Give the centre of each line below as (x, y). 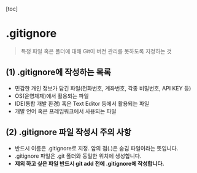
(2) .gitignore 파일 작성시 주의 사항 (68, 132)
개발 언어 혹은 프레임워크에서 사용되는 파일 (66, 111)
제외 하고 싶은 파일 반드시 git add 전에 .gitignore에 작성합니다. (89, 163)
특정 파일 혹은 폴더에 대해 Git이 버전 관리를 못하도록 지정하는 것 (96, 51)
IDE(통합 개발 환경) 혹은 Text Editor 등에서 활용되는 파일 (82, 103)
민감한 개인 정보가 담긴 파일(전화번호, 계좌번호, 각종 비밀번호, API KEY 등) (103, 88)
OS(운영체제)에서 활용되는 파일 (52, 96)
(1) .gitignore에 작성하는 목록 (59, 72)
